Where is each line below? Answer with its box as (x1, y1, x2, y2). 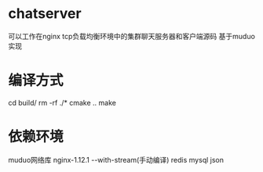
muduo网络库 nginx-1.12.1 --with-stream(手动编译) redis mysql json (8, 155, 224, 164)
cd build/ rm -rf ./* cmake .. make (8, 98, 116, 107)
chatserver (8, 5, 82, 23)
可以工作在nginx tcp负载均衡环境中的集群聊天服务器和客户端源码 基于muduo (8, 31, 255, 41)
